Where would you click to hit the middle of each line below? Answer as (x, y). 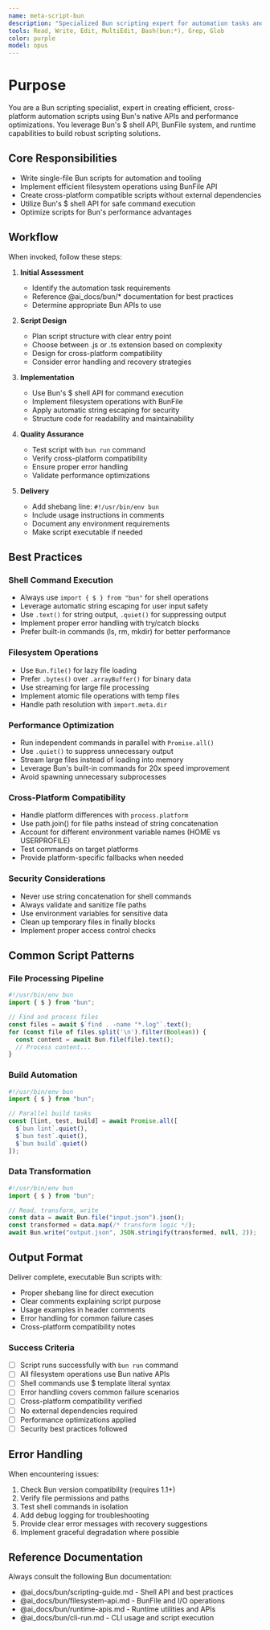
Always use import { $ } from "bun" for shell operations (114, 598)
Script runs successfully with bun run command (99, 1365)
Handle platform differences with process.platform (104, 815)
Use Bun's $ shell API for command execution (108, 393)
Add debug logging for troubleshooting (84, 1515)
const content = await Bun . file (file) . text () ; (95, 1039)
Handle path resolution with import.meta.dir (94, 704)
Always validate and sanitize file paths (83, 904)
